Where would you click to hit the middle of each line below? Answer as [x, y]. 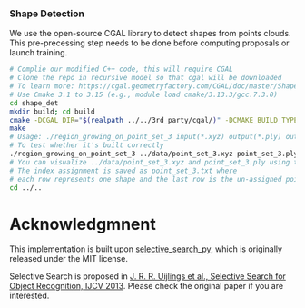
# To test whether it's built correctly [87, 145]
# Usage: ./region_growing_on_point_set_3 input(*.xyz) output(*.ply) [146, 137]
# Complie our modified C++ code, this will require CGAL [121, 70]
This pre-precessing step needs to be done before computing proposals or [149, 43]
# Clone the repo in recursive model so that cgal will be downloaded [146, 78]
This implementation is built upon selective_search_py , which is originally [146, 249]
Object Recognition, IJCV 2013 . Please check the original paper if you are [147, 286]
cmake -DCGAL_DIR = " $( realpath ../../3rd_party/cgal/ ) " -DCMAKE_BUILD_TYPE [154, 120]
